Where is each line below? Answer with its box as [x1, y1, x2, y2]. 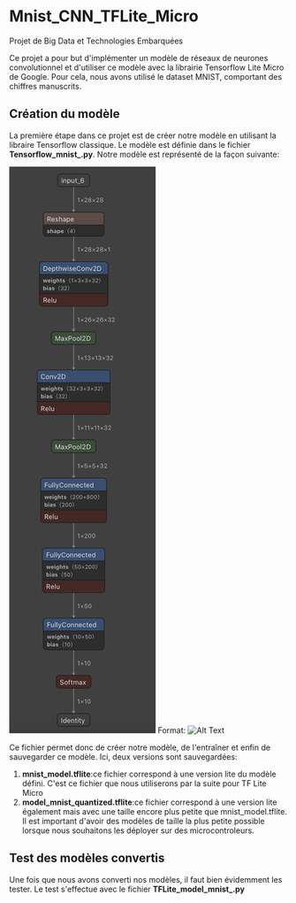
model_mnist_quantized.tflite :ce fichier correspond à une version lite [21, 797, 277, 807]
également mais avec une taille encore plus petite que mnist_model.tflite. [21, 806, 287, 816]
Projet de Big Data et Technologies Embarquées [9, 35, 184, 46]
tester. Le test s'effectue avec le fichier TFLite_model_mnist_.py [9, 884, 246, 894]
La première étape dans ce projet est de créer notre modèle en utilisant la [9, 130, 277, 141]
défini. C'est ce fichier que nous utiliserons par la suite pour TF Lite [21, 777, 267, 789]
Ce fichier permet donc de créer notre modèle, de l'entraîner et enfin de [9, 742, 271, 752]
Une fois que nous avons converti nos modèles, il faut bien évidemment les [9, 874, 283, 884]
